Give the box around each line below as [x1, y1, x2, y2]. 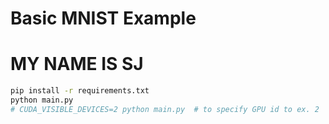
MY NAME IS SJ [10, 53, 144, 76]
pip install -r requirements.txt [10, 86, 150, 96]
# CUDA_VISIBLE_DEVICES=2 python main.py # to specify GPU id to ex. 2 [10, 104, 320, 114]
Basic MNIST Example [10, 7, 197, 30]
